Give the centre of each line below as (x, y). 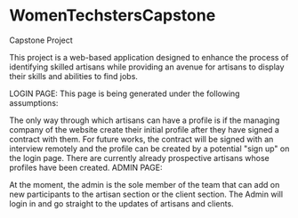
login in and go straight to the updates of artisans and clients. (121, 203)
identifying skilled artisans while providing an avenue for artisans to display (147, 67)
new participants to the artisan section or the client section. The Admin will (146, 194)
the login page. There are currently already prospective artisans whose (139, 157)
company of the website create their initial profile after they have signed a (145, 129)
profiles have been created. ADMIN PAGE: (86, 167)
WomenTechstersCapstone (113, 16)
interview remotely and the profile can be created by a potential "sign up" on (149, 149)
